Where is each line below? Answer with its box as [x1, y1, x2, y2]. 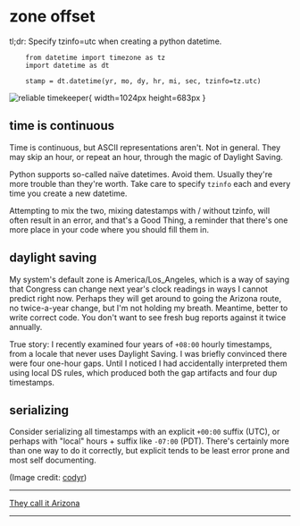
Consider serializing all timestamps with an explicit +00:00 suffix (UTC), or [9, 427, 280, 437]
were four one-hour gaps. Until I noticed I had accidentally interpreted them [9, 358, 287, 369]
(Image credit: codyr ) [9, 472, 87, 483]
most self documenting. [9, 454, 96, 466]
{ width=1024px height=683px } [88, 92, 206, 103]
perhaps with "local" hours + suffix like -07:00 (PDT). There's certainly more [9, 436, 290, 446]
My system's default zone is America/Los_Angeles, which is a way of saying [9, 274, 290, 284]
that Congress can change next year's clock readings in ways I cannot [9, 284, 268, 294]
